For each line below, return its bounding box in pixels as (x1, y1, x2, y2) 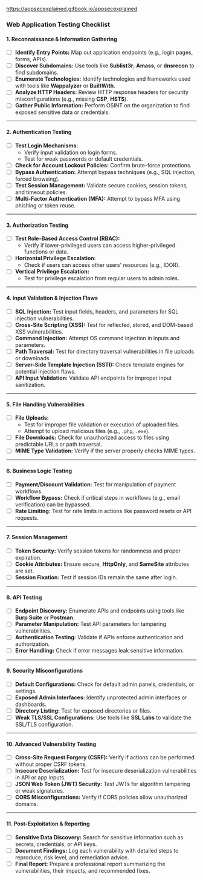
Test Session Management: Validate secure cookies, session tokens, (14, 181, 188, 189)
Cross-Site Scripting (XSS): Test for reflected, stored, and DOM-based (14, 321, 193, 328)
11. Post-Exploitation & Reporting (6, 820, 90, 827)
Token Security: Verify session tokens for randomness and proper (14, 547, 181, 554)
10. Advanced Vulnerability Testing (6, 740, 97, 748)
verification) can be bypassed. (14, 500, 91, 508)
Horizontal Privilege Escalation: (14, 255, 96, 262)
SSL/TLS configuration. (14, 721, 74, 728)
